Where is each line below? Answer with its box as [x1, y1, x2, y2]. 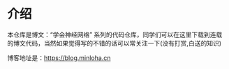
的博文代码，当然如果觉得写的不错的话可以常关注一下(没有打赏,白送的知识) [7, 39, 222, 47]
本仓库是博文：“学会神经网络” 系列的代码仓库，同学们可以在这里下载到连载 [7, 30, 223, 39]
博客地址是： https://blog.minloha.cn [7, 53, 111, 62]
